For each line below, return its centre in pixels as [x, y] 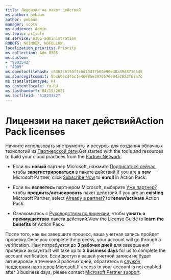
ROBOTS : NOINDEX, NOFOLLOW [34, 43]
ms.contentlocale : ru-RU [32, 86]
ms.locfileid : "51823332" [33, 96]
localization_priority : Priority [41, 48]
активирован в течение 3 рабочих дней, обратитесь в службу [73, 262]
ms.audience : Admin [26, 29]
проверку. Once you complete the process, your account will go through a [83, 240]
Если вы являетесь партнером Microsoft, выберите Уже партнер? [85, 188]
